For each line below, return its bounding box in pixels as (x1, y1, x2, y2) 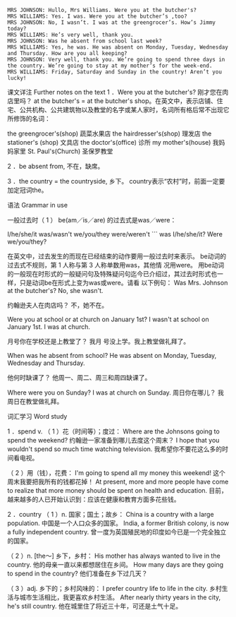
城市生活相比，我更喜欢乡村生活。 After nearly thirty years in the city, (19, 593, 221, 601)
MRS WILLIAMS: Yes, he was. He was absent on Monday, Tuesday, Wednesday (7, 44, 229, 51)
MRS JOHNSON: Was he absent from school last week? (7, 37, 162, 44)
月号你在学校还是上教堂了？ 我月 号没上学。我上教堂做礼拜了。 (7, 337, 190, 345)
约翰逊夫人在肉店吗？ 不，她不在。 (7, 301, 108, 309)
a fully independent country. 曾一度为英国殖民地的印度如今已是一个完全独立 (7, 528, 227, 536)
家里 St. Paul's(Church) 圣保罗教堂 (13, 147, 113, 155)
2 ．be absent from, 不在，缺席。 (7, 162, 104, 170)
